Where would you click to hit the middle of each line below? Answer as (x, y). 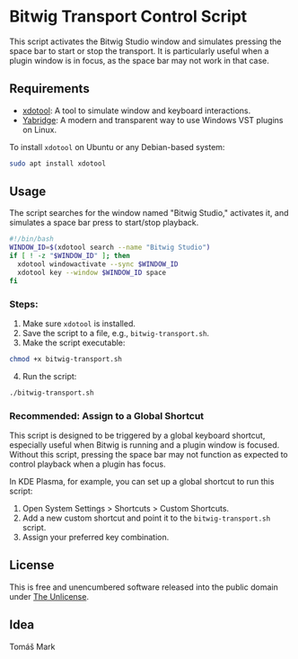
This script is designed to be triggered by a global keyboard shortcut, (137, 436)
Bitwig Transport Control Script (128, 17)
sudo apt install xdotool (57, 164)
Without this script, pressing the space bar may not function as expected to (149, 455)
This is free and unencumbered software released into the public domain (144, 587)
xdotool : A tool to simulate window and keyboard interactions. (136, 111)
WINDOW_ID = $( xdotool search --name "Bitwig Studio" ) (110, 248)
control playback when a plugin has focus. (88, 464)
